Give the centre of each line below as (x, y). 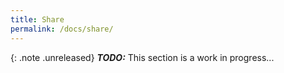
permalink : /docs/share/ (62, 29)
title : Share (37, 19)
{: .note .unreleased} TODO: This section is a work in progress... (142, 57)
